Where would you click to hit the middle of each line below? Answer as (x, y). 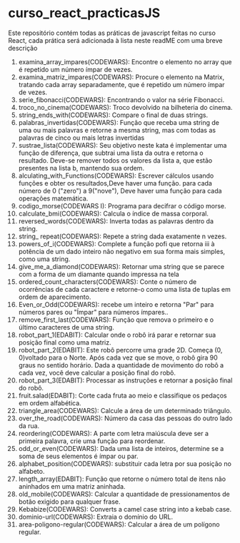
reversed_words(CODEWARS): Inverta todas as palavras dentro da (116, 221)
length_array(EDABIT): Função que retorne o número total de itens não (122, 479)
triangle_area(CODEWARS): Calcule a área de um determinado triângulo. (125, 410)
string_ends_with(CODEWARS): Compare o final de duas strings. (113, 115)
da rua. (29, 425)
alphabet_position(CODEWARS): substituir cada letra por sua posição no (125, 463)
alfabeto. (31, 471)
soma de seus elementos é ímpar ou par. (78, 456)
